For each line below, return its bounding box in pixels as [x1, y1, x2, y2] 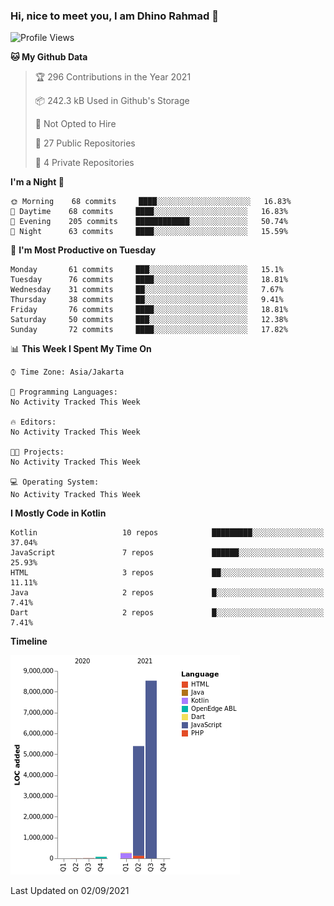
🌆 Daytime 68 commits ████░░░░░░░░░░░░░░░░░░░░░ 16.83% [10, 207, 288, 217]
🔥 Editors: [10, 417, 57, 428]
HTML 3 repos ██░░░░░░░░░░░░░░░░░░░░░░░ [10, 568, 325, 578]
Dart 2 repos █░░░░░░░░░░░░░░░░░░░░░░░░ [10, 608, 325, 618]
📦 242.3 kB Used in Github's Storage [34, 95, 190, 107]
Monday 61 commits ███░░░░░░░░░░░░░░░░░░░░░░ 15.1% [10, 265, 284, 275]
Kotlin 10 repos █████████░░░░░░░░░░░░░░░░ [10, 528, 325, 538]
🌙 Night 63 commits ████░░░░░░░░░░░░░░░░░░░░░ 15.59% [10, 227, 288, 237]
